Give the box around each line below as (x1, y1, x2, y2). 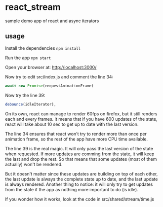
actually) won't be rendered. (5, 161, 63, 167)
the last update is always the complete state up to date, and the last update (5, 176, 158, 182)
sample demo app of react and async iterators (5, 18, 99, 24)
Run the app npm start (5, 55, 51, 61)
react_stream (5, 1, 61, 13)
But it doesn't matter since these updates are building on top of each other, (5, 171, 158, 176)
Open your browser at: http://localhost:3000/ (5, 64, 97, 70)
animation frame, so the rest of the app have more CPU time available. (5, 136, 148, 142)
